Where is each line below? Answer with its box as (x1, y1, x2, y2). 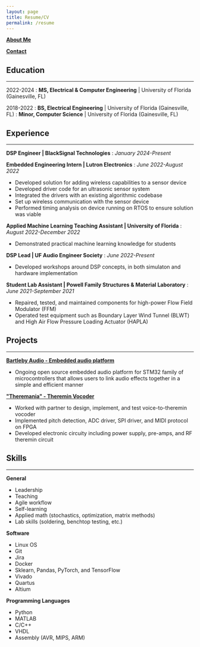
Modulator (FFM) (14, 306, 57, 312)
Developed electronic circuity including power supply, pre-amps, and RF (14, 429, 192, 436)
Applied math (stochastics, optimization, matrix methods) (14, 512, 155, 519)
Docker (14, 560, 33, 567)
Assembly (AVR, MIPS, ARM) (14, 634, 85, 641)
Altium (14, 586, 31, 593)
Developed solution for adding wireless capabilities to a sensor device (14, 179, 187, 186)
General (6, 475, 27, 482)
